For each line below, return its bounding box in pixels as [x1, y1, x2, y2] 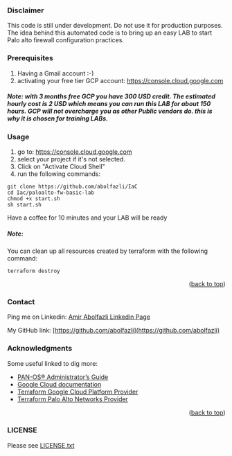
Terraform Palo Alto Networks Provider [17, 394, 128, 403]
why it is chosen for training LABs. [7, 114, 109, 123]
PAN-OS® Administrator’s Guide [17, 373, 109, 381]
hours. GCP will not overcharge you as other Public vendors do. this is [7, 107, 213, 116]
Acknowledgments [7, 344, 73, 353]
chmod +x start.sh [7, 195, 60, 202]
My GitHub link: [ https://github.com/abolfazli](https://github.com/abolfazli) [7, 326, 220, 335]
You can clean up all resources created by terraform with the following [7, 247, 208, 255]
